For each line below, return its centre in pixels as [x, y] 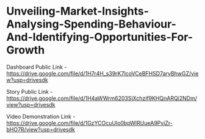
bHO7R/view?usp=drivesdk [41, 129]
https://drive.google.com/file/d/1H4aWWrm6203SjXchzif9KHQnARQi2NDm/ [102, 98]
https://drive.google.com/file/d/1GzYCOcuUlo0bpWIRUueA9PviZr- [89, 123]
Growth [26, 50]
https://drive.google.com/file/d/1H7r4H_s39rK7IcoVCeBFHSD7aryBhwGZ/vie [103, 73]
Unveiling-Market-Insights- [78, 11]
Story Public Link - [30, 91]
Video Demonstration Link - [41, 116]
